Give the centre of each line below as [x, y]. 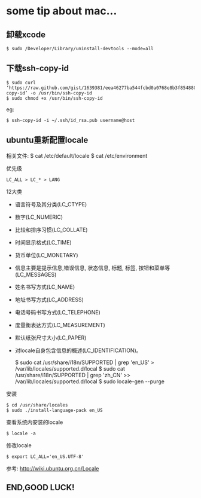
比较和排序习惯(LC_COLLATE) [51, 230]
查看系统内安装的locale [35, 422]
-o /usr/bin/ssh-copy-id [61, 93]
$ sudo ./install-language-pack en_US [54, 410]
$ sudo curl [21, 83]
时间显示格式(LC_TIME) [43, 242]
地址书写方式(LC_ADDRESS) [49, 300]
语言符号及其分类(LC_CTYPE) [51, 204]
